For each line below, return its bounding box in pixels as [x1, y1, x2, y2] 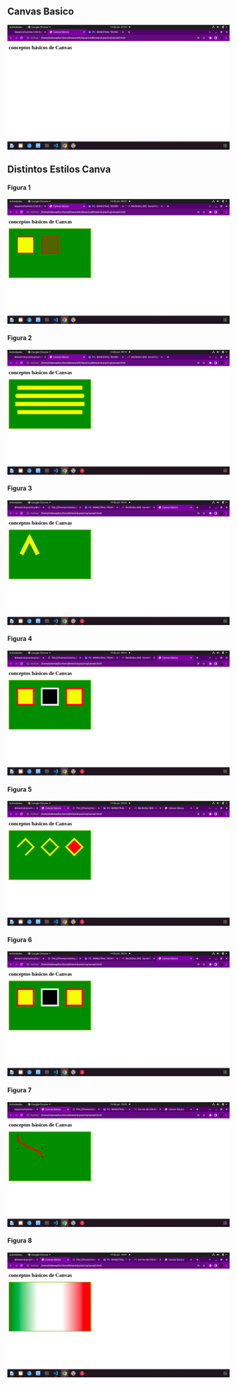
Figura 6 [7, 935, 32, 944]
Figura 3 [7, 484, 32, 492]
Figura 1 [7, 183, 31, 191]
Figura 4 [7, 634, 32, 643]
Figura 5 [7, 785, 32, 793]
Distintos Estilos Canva [7, 164, 111, 176]
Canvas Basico [7, 6, 74, 18]
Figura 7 [7, 1086, 32, 1094]
